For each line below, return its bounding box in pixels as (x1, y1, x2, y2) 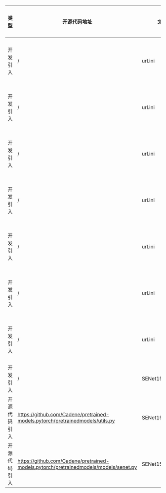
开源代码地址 (62, 18, 92, 25)
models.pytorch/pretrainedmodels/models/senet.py (17, 464, 137, 470)
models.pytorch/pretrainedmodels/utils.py (17, 417, 115, 424)
